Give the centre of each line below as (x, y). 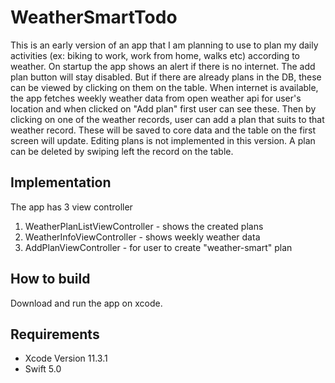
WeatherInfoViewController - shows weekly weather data (142, 237)
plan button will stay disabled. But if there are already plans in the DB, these (166, 77)
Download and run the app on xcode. (86, 303)
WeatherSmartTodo (94, 17)
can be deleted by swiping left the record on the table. (122, 151)
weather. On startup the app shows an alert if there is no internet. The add (163, 66)
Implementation (61, 182)
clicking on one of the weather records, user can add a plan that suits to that (167, 119)
